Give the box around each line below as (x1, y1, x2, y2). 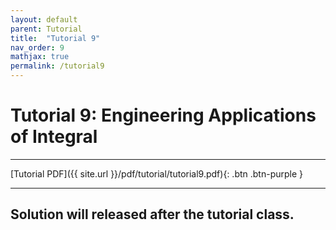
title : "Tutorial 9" (10, 33, 101, 43)
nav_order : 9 (10, 42, 65, 53)
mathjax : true (10, 52, 70, 62)
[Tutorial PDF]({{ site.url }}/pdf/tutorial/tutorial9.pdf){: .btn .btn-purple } (10, 167, 304, 180)
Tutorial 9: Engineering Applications (10, 104, 317, 127)
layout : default (10, 14, 78, 25)
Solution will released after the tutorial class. (10, 206, 295, 223)
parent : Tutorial (10, 24, 83, 34)
